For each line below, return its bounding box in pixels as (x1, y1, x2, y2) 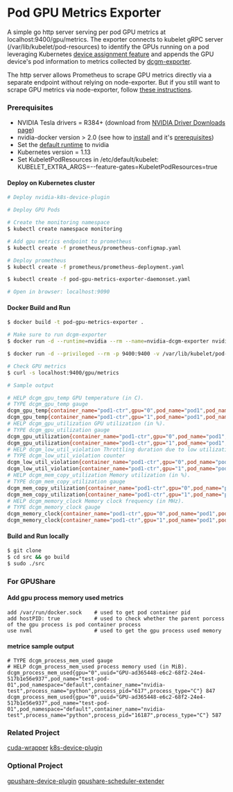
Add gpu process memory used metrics (7, 594, 124, 602)
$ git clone (7, 547, 42, 554)
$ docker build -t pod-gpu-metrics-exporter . (7, 319, 144, 326)
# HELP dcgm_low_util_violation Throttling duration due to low (7, 446, 197, 453)
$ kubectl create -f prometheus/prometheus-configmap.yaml (7, 244, 182, 251)
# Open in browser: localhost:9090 (7, 289, 110, 295)
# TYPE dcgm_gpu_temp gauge (7, 401, 89, 408)
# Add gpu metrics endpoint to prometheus (7, 238, 132, 245)
